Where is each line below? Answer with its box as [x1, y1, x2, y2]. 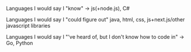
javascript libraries [6, 23, 51, 29]
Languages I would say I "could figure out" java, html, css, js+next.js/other [6, 16, 185, 23]
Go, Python [6, 40, 33, 46]
